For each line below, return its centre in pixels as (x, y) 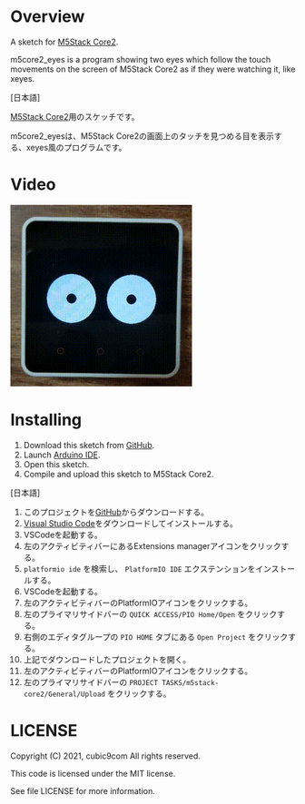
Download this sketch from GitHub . (89, 445)
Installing (46, 420)
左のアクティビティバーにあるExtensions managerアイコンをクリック (152, 545)
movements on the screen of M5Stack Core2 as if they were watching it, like (153, 69)
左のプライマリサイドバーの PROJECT (90, 681)
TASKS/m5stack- (191, 682)
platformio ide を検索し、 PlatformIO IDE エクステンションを (139, 568)
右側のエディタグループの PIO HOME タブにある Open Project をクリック (156, 636)
